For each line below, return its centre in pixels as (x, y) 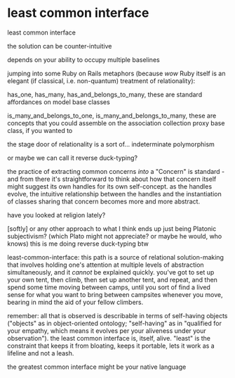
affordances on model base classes (59, 102)
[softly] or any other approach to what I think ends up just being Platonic (112, 228)
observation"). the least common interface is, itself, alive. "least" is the (109, 338)
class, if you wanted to (40, 130)
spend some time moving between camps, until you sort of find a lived (109, 287)
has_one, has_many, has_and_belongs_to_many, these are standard (105, 94)
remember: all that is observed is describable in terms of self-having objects (117, 315)
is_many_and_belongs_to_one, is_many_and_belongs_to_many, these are (112, 115)
